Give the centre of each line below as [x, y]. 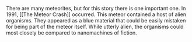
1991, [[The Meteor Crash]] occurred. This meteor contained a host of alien [96, 14]
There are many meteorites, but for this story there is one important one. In [96, 8]
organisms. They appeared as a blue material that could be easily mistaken [96, 20]
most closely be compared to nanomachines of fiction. [71, 33]
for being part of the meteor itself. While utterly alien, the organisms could [95, 26]
